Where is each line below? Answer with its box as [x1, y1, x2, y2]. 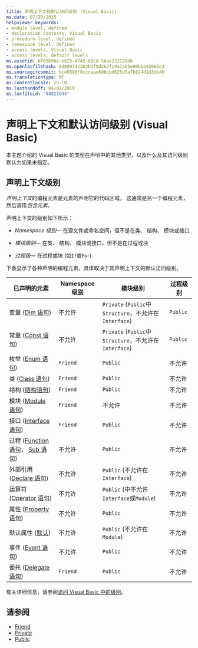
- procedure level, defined [6, 36, 75, 42]
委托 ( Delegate [9, 563, 50, 571]
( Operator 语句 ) [9, 494, 52, 502]
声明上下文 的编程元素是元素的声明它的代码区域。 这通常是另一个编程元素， [6, 194, 189, 201]
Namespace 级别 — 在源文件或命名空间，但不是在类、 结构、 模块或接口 [14, 226, 190, 233]
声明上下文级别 [6, 177, 61, 188]
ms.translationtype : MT [6, 74, 65, 80]
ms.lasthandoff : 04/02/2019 [6, 85, 75, 91]
